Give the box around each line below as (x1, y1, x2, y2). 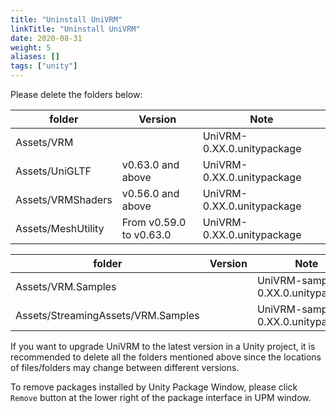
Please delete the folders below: (10, 89, 143, 100)
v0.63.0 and (121, 158, 180, 171)
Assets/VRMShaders (15, 193, 113, 206)
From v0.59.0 (121, 216, 187, 229)
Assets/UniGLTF (15, 164, 92, 178)
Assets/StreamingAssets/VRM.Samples (15, 309, 200, 322)
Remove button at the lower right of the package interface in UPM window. (10, 392, 312, 403)
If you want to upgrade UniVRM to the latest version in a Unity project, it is (10, 341, 316, 352)
